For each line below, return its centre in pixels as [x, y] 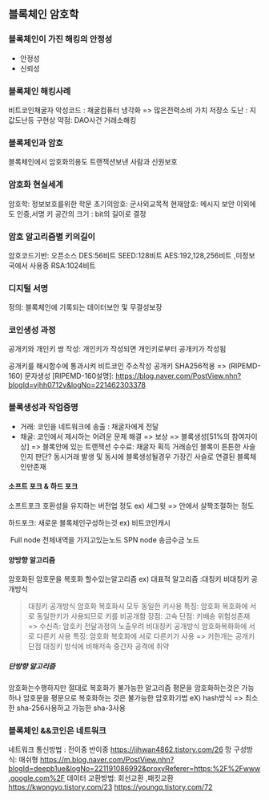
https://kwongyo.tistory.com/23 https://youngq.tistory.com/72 [110, 787]
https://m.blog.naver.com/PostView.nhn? [107, 760]
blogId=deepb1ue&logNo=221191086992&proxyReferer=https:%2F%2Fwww [134, 769]
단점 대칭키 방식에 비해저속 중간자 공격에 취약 [98, 646]
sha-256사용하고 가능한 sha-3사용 [71, 708]
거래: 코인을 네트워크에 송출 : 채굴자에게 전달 [89, 426]
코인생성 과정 [32, 330]
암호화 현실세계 [36, 185]
